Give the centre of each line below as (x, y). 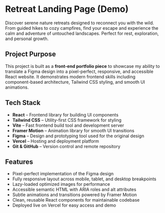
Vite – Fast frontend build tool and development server (68, 125)
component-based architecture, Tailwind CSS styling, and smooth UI (75, 82)
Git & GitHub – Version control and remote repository (66, 146)
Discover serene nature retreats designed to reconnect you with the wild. (80, 23)
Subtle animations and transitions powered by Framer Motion (75, 195)
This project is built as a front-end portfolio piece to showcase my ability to (82, 66)
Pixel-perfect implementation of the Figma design (63, 174)
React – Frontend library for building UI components (65, 114)
